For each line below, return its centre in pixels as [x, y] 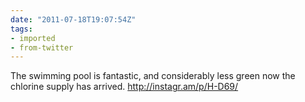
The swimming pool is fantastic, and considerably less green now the [153, 76]
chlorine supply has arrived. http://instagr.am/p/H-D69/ [124, 87]
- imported [33, 38]
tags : [21, 29]
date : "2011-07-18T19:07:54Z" [73, 19]
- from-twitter [42, 47]
